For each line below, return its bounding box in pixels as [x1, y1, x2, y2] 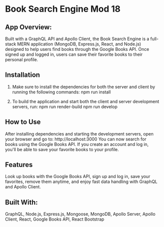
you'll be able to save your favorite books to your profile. [5, 146, 119, 152]
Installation [5, 71, 40, 79]
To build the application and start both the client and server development [12, 98, 160, 104]
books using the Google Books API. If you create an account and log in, [5, 141, 149, 147]
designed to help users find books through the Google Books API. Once [5, 46, 149, 52]
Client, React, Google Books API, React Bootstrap [5, 216, 104, 222]
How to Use [5, 118, 41, 126]
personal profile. [5, 57, 38, 62]
